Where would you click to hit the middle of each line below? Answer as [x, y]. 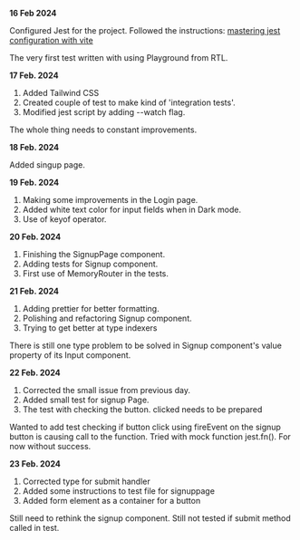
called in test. [34, 528]
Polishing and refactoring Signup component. [107, 318]
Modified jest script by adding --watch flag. [104, 112]
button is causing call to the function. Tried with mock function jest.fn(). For [150, 437]
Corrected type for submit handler [87, 481]
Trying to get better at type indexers [90, 328]
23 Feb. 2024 [35, 464]
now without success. [50, 446]
